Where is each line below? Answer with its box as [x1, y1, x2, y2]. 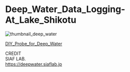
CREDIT [5, 50, 22, 56]
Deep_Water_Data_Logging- [5, 4, 125, 15]
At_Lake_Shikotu [5, 14, 77, 26]
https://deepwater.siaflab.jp [5, 61, 62, 67]
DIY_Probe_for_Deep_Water [5, 40, 63, 46]
